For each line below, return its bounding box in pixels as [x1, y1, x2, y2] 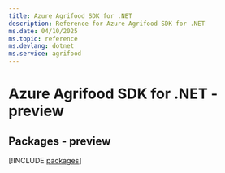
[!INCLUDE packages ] [8, 156, 82, 165]
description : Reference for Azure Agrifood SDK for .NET [8, 19, 206, 28]
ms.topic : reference [8, 34, 79, 43]
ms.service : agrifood [8, 50, 82, 58]
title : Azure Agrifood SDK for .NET [8, 11, 132, 20]
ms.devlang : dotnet [8, 42, 75, 50]
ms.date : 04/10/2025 [8, 27, 79, 35]
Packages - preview [8, 134, 111, 148]
